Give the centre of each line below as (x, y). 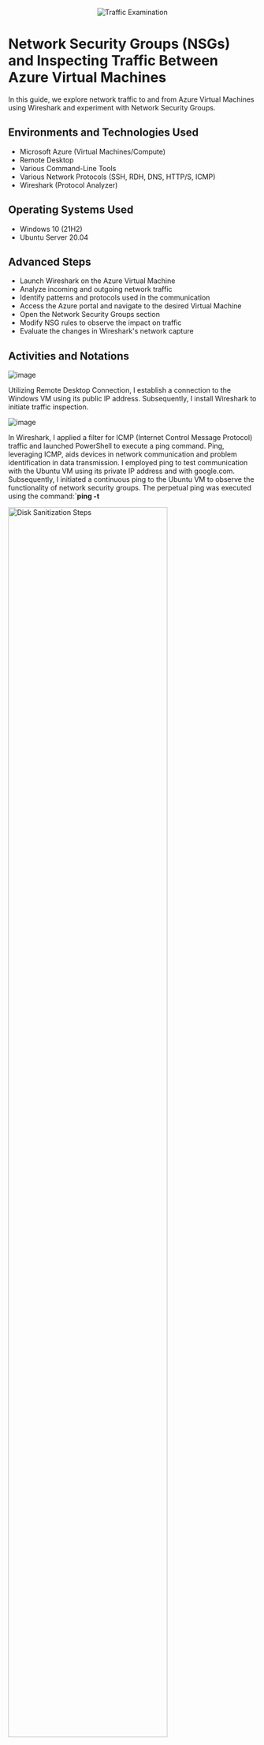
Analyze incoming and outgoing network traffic (96, 289)
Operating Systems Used (71, 210)
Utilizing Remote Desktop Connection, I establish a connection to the (119, 390)
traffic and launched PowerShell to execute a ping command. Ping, (116, 446)
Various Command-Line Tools (68, 168)
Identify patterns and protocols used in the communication (115, 298)
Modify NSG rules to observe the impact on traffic (100, 323)
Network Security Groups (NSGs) (119, 44)
